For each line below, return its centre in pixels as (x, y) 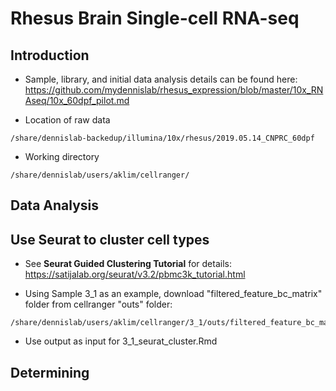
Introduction (50, 55)
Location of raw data (67, 120)
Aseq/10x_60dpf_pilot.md (77, 100)
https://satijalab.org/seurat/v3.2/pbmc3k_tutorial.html (135, 274)
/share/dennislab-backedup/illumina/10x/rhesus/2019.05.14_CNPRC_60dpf (162, 138)
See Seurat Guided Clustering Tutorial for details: (128, 264)
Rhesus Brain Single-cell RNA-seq (155, 18)
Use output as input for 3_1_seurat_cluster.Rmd (121, 341)
